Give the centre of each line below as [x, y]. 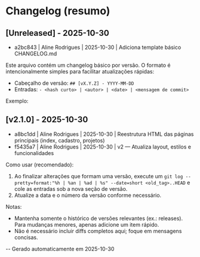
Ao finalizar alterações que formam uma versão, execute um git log [99, 176]
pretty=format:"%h [37, 183]
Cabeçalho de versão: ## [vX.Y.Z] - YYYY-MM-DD [74, 83]
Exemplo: [17, 101]
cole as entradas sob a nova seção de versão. [71, 188]
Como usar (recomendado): [40, 165]
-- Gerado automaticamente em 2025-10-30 [60, 249]
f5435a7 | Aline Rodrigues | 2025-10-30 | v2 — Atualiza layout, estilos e [103, 147]
